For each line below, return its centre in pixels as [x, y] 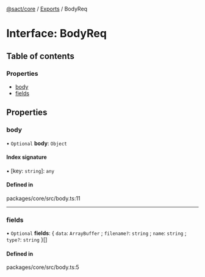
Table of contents [40, 56]
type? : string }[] [27, 240]
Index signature [27, 157]
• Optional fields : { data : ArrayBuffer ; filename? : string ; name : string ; [96, 233]
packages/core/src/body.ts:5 [43, 267]
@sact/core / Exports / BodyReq [47, 9]
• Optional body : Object [37, 143]
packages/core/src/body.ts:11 [43, 198]
